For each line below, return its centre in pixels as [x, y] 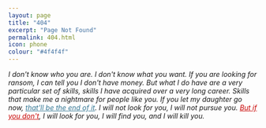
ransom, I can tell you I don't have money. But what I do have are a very [126, 82]
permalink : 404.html [42, 37]
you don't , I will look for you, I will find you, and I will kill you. [107, 116]
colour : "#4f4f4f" [38, 52]
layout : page [30, 15]
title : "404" [30, 23]
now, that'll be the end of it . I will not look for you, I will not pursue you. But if [133, 108]
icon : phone [28, 45]
